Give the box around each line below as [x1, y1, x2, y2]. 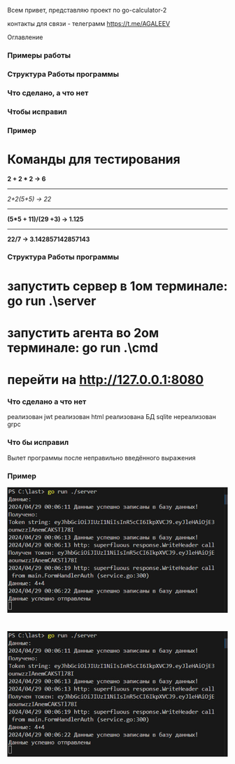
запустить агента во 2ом [7, 325, 159, 341]
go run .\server [7, 293, 97, 309]
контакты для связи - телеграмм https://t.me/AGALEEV [7, 20, 171, 27]
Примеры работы [7, 50, 71, 60]
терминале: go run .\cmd [7, 339, 159, 355]
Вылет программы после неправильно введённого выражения [7, 453, 196, 462]
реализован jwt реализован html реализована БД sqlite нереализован [7, 413, 217, 421]
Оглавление [7, 33, 43, 41]
